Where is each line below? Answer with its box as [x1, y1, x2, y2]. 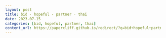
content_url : [5, 26, 32, 31]
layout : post [5, 7, 32, 12]
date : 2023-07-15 [5, 16, 41, 21]
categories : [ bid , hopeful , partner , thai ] [5, 21, 96, 26]
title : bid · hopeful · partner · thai [5, 12, 87, 17]
